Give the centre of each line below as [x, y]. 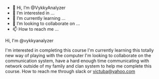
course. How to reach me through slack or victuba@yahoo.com [70, 71]
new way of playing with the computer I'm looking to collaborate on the [78, 55]
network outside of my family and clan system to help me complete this [79, 66]
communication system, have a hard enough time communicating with [77, 61]
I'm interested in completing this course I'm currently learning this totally [79, 50]
